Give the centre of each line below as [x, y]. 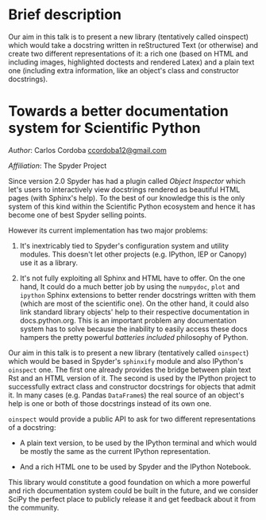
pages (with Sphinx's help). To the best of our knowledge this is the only [127, 197]
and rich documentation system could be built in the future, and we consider [133, 491]
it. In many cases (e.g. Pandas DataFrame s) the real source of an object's [126, 395]
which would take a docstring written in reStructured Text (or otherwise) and [133, 45]
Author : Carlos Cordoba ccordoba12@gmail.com [87, 150]
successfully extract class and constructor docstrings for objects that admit [132, 386]
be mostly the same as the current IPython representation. [115, 451]
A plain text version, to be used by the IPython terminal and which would [138, 443]
